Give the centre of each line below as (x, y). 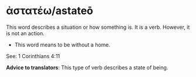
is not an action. (25, 33)
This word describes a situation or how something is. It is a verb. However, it (98, 27)
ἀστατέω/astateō (50, 11)
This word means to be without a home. (62, 45)
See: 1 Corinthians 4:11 (33, 56)
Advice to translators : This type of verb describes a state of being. (87, 67)
